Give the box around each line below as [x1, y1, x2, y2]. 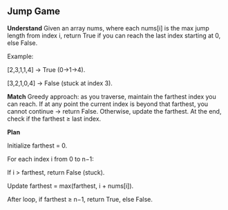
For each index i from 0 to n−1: [7, 155, 95, 163]
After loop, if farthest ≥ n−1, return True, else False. [7, 195, 153, 203]
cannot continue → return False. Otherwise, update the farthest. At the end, [7, 107, 222, 115]
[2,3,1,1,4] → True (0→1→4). [7, 65, 86, 73]
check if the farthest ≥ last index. [7, 114, 102, 123]
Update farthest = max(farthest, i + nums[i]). [7, 182, 134, 190]
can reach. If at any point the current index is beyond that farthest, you [7, 100, 209, 108]
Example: [7, 52, 34, 60]
